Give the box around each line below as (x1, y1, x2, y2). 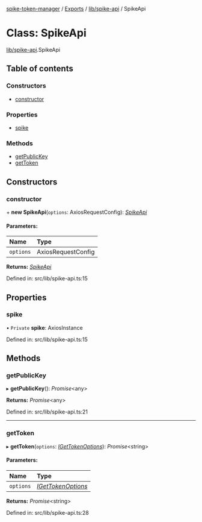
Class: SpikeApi (6, 27, 87, 40)
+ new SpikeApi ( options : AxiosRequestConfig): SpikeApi (6, 208, 147, 216)
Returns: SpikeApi (6, 263, 52, 271)
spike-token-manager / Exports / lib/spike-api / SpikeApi (6, 5, 146, 12)
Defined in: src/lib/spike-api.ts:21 (6, 408, 88, 415)
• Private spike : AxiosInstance (6, 324, 83, 331)
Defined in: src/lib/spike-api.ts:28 (6, 509, 89, 516)
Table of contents (6, 63, 73, 74)
